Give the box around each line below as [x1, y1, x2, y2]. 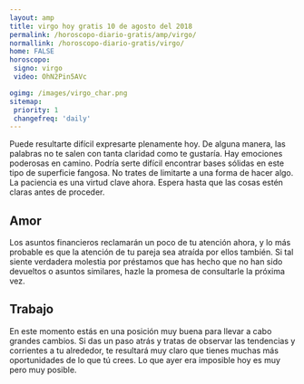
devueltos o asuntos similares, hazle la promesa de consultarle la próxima [9, 266, 286, 277]
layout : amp [9, 13, 54, 23]
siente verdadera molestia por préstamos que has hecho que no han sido [9, 256, 283, 267]
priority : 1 [13, 105, 59, 114]
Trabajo [9, 302, 54, 317]
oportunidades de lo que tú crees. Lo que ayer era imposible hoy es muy [9, 354, 281, 365]
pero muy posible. [9, 364, 77, 375]
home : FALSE [9, 47, 54, 56]
